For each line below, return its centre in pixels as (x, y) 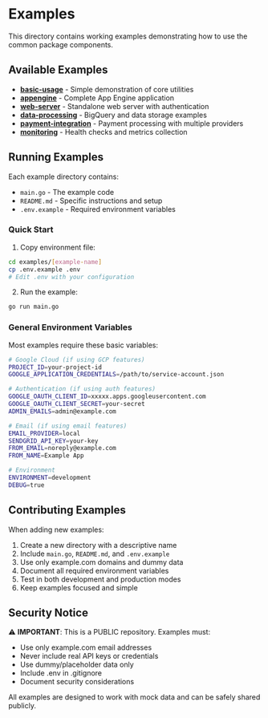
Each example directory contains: (63, 176)
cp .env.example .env (45, 270)
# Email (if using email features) (68, 426)
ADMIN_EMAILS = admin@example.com (62, 411)
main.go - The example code (67, 192)
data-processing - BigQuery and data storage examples (113, 115)
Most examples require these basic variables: (83, 345)
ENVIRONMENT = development (50, 478)
